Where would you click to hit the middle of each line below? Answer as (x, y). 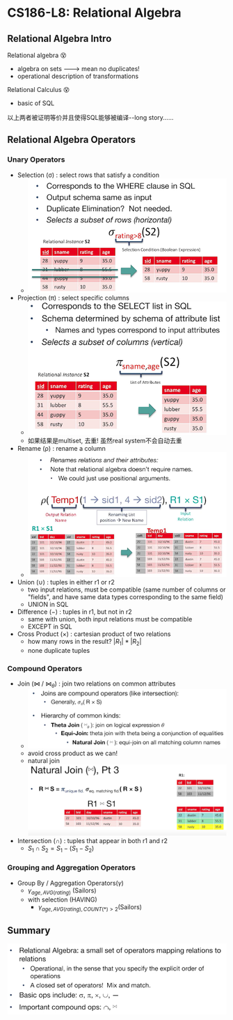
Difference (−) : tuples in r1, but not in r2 (74, 612)
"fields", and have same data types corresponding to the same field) (126, 597)
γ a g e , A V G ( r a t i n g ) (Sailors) (62, 891)
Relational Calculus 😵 (39, 90)
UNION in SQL (48, 605)
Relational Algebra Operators (71, 140)
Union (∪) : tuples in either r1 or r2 (66, 582)
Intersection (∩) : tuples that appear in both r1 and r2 (93, 840)
